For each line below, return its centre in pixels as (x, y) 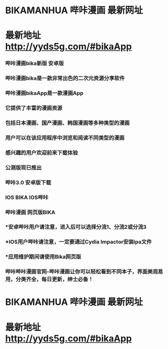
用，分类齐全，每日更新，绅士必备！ (49, 280)
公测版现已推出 (24, 167)
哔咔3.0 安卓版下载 (28, 182)
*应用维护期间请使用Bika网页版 (43, 257)
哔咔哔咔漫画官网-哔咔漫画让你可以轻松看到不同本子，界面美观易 (84, 272)
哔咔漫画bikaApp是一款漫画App (44, 93)
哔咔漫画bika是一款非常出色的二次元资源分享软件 (65, 78)
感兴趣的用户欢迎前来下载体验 (42, 153)
